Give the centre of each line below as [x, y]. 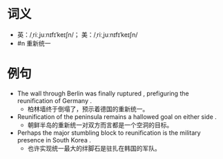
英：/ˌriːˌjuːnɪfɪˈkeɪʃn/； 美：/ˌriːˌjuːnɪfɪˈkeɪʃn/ [77, 35]
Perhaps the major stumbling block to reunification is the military [109, 133]
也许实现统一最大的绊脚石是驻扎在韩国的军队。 [94, 148]
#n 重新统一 [34, 43]
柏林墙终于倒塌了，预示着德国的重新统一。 [88, 109]
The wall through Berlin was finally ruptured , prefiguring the [103, 93]
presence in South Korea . [54, 140]
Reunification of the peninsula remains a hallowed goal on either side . [117, 116]
